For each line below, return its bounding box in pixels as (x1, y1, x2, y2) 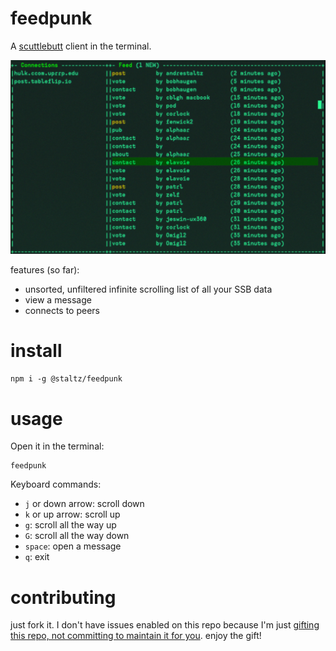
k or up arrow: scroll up (24, 508, 121, 521)
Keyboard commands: (10, 478, 102, 491)
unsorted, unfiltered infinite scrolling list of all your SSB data (24, 283, 273, 295)
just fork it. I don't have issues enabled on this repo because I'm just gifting (10, 619, 320, 631)
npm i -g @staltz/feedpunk (10, 374, 123, 384)
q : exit (24, 551, 50, 563)
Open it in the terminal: (10, 440, 105, 452)
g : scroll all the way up (24, 519, 117, 531)
